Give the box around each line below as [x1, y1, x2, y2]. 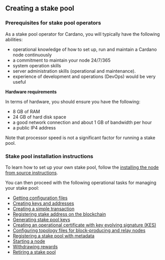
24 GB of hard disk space [12, 114, 66, 120]
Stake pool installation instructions [5, 152, 93, 160]
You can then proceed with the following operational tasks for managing [5, 179, 157, 186]
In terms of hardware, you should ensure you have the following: [5, 98, 141, 105]
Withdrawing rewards [12, 243, 58, 249]
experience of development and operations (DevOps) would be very [12, 73, 156, 80]
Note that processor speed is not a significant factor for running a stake [5, 135, 155, 141]
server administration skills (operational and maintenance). [12, 68, 136, 74]
